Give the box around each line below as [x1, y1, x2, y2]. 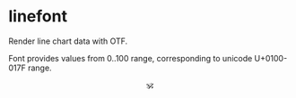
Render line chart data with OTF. [8, 36, 128, 46]
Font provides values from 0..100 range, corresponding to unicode [8, 53, 253, 63]
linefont [8, 6, 68, 27]
